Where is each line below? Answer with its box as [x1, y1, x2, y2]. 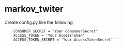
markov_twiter [4, 3, 64, 15]
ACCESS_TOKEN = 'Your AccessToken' [13, 33, 85, 38]
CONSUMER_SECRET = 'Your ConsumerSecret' [13, 29, 98, 33]
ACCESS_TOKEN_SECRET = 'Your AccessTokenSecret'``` [13, 37, 120, 42]
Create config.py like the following [4, 19, 73, 25]
